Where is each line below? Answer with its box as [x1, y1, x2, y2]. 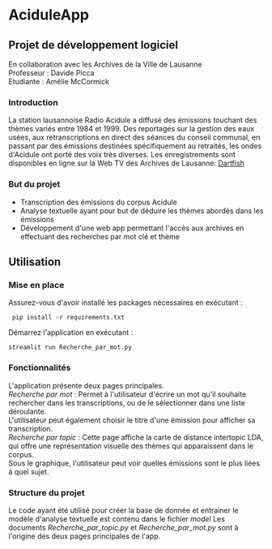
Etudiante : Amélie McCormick [8, 77, 109, 86]
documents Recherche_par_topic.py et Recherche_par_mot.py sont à [8, 522, 239, 532]
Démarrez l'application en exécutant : [8, 328, 134, 337]
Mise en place [8, 279, 65, 290]
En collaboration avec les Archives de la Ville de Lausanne [8, 59, 202, 69]
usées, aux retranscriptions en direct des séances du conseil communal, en [8, 132, 261, 143]
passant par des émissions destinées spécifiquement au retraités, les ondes [8, 141, 262, 151]
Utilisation [8, 255, 62, 268]
